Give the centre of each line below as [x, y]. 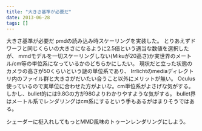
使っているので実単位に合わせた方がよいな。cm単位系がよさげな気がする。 [100, 86]
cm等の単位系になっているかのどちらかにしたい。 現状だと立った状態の [103, 63]
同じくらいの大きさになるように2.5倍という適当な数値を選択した [108, 48]
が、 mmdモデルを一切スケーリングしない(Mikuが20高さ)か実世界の [91, 56]
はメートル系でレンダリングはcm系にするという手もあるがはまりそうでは [98, 101]
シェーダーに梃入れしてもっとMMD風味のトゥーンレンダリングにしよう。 [98, 122]
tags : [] [17, 23]
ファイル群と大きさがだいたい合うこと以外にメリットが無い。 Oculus [109, 78]
